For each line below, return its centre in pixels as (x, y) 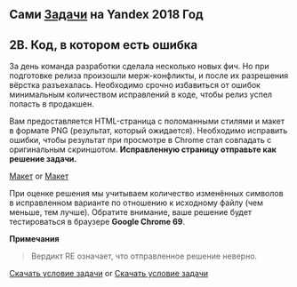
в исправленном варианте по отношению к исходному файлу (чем (136, 203)
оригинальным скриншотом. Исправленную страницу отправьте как (143, 149)
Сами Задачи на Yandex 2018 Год (106, 15)
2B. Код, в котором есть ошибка (104, 45)
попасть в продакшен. (52, 104)
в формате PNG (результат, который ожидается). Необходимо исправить (148, 131)
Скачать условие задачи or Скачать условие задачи (109, 274)
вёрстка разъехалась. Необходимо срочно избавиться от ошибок (135, 85)
